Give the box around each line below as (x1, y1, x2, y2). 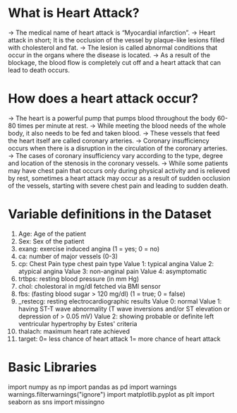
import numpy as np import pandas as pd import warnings (8, 383, 177, 391)
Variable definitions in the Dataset (8, 206, 212, 222)
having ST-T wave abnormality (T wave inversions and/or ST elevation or (18, 304, 230, 313)
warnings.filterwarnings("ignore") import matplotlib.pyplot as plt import (8, 390, 214, 398)
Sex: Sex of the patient (18, 237, 85, 245)
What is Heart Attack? (8, 5, 140, 21)
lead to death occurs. (8, 66, 70, 74)
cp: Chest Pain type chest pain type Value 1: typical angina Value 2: (18, 259, 214, 268)
